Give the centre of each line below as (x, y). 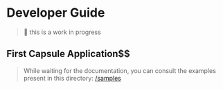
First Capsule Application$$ (69, 54)
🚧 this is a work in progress (62, 32)
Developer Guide (56, 13)
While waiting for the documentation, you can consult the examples (119, 70)
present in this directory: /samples (72, 78)
